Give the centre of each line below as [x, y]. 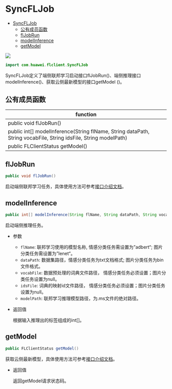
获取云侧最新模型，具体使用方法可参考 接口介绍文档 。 [61, 359]
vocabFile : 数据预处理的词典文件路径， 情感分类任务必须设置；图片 [91, 273]
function [86, 114]
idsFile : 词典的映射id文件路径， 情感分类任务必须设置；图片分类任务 [93, 286]
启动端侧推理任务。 [26, 225]
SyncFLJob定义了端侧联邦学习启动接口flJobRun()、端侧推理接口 [73, 75]
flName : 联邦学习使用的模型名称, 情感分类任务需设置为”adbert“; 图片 [91, 247]
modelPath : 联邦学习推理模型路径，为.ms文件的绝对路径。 [81, 298]
